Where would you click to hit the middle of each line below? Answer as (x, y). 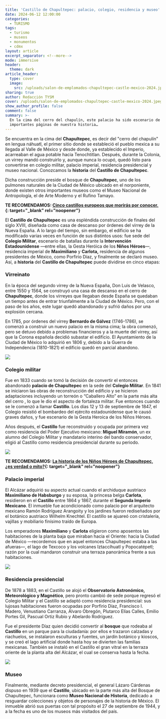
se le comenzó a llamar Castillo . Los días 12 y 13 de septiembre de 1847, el (81, 407)
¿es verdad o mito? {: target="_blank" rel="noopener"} (62, 466)
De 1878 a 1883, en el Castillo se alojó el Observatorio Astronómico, (75, 590)
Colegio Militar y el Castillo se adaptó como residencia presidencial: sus (78, 600)
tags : (11, 28)
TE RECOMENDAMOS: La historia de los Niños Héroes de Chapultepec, (79, 461)
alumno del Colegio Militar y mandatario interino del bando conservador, (79, 437)
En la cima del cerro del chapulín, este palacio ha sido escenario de (85, 120)
